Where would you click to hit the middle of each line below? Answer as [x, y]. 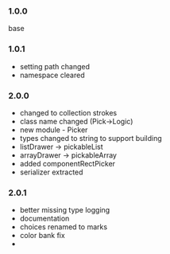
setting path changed [54, 66]
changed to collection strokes [68, 112]
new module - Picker [54, 130]
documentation [44, 219]
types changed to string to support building [91, 138]
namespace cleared [52, 75]
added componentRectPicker [68, 163]
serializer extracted [51, 172]
